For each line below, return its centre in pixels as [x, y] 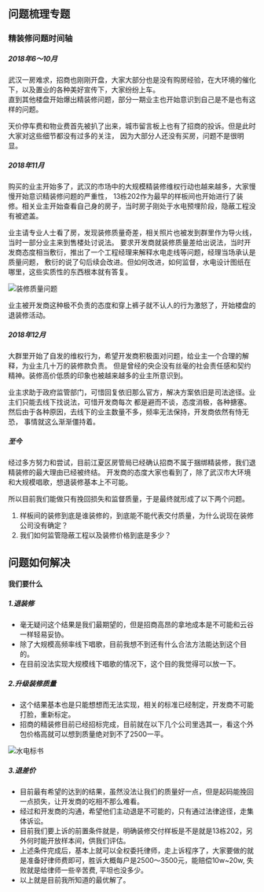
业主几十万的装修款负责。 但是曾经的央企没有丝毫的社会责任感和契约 [140, 366]
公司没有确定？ [44, 526]
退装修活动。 [29, 315]
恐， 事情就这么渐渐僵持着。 [54, 422]
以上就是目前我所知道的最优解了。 [75, 880]
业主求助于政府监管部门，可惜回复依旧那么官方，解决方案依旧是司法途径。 [128, 392]
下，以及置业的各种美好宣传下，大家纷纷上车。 [84, 90]
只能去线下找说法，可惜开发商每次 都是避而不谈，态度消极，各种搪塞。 [136, 402]
